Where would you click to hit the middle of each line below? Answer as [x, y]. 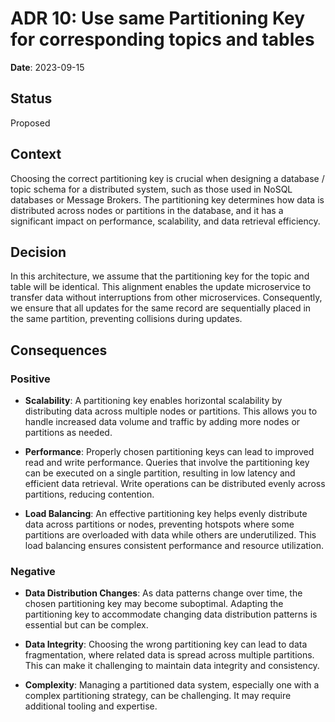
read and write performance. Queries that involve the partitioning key [167, 463]
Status [31, 98]
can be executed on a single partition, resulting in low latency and [160, 473]
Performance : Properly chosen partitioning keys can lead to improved [169, 452]
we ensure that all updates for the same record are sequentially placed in [161, 308]
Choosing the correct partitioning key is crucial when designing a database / [167, 178]
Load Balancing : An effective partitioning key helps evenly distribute [166, 514]
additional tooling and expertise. [91, 706]
